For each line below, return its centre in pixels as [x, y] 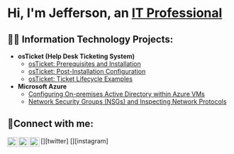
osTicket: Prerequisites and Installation [85, 64]
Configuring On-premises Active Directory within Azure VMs [117, 94]
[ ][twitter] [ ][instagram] [74, 141]
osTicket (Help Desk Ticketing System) [76, 56]
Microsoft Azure [42, 86]
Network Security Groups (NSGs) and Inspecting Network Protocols [127, 101]
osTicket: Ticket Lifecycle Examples [80, 79]
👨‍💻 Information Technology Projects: [90, 39]
